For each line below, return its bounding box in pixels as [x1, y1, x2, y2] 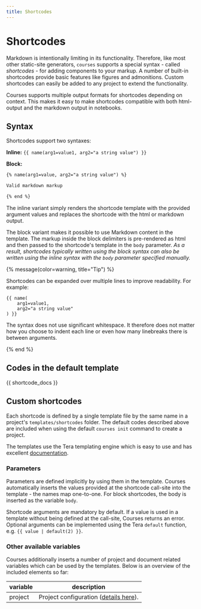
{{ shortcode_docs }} [6, 379, 58, 386]
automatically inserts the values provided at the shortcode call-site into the [6, 484, 191, 491]
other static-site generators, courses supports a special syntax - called [6, 60, 181, 68]
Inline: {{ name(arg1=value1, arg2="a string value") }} [6, 149, 147, 156]
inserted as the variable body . [6, 497, 78, 504]
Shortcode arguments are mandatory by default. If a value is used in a [6, 508, 178, 515]
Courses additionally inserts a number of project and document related [6, 556, 181, 563]
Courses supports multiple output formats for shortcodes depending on [6, 91, 182, 99]
